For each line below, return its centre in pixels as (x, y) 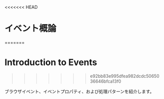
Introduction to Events (51, 62)
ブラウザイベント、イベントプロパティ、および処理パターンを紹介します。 (79, 91)
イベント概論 (31, 29)
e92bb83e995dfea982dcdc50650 (125, 76)
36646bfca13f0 (106, 81)
